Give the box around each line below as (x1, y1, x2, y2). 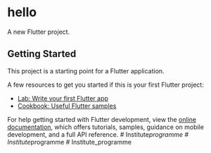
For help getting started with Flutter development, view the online (7, 115, 197, 123)
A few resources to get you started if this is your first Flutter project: (7, 80, 204, 89)
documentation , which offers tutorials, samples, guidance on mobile (7, 123, 204, 131)
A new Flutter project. (7, 27, 70, 36)
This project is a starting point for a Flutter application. (7, 66, 165, 75)
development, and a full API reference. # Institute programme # (7, 130, 188, 138)
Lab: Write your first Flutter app (17, 94, 109, 102)
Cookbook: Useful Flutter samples (17, 102, 117, 110)
